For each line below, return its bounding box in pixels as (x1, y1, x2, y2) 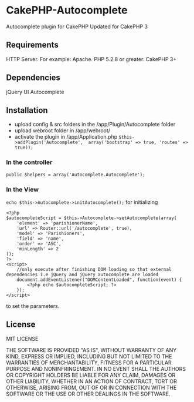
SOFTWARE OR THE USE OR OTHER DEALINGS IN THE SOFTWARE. (6, 390, 171, 397)
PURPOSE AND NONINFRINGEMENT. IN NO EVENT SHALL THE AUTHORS (6, 365, 186, 372)
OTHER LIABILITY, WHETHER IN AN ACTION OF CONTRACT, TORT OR (6, 377, 177, 385)
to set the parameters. (6, 302, 60, 309)
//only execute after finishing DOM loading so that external (16, 266, 172, 272)
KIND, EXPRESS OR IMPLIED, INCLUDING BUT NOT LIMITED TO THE (6, 353, 172, 360)
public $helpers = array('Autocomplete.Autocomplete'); (6, 172, 145, 177)
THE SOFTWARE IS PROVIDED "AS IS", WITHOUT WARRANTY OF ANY (6, 346, 177, 353)
